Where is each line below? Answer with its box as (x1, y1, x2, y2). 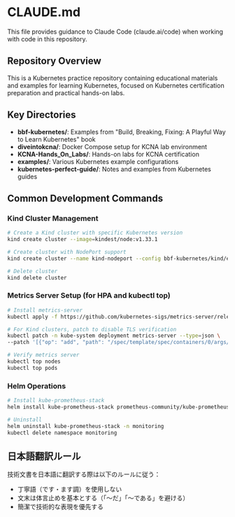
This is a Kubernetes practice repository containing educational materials (7, 74, 218, 82)
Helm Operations (7, 381, 66, 391)
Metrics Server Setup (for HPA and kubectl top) (7, 291, 171, 301)
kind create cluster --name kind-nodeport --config (7, 255, 161, 262)
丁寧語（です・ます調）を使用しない (17, 485, 122, 494)
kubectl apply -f (7, 313, 58, 320)
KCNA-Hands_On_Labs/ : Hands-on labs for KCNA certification (17, 150, 199, 158)
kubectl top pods (7, 364, 58, 371)
